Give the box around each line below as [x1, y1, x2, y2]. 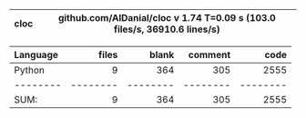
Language [14, 49, 59, 61]
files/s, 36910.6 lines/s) [113, 23, 220, 35]
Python [14, 64, 46, 76]
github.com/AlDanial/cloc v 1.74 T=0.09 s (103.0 [57, 12, 276, 24]
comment [188, 49, 230, 61]
